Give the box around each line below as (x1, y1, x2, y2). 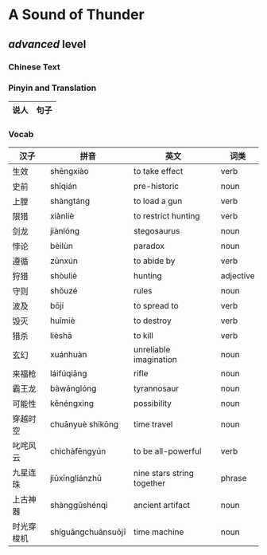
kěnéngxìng (50, 398, 94, 409)
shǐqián (50, 181, 78, 192)
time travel (133, 419, 173, 430)
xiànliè (50, 211, 75, 222)
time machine (133, 526, 184, 537)
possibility (133, 398, 172, 409)
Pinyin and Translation (8, 82, 97, 93)
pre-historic (133, 181, 180, 192)
